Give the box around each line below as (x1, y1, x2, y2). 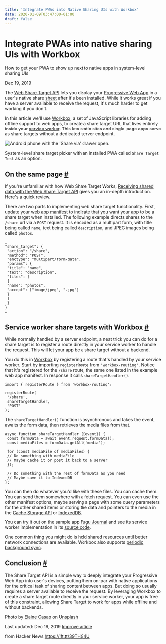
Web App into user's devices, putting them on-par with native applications (5, 577, 158, 583)
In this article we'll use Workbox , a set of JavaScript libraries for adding (5, 115, 152, 121)
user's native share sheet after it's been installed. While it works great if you (5, 95, 161, 101)
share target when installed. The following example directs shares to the (5, 214, 153, 220)
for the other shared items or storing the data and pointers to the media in (5, 504, 156, 510)
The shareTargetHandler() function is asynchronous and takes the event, (5, 416, 155, 422)
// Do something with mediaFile (7, 453, 75, 458)
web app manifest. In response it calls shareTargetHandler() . (5, 372, 130, 378)
